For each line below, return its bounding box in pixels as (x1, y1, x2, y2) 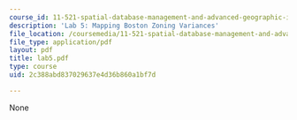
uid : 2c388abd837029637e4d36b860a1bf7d (9, 71, 156, 79)
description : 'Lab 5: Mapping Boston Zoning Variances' (9, 21, 219, 30)
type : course (9, 63, 57, 71)
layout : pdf (9, 46, 53, 55)
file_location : (9, 29, 65, 38)
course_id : (9, 12, 49, 22)
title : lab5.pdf (9, 54, 69, 63)
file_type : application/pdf (9, 37, 113, 47)
